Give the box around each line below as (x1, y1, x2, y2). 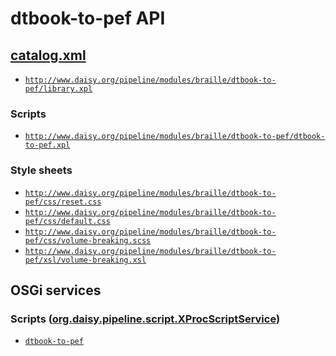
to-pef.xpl (24, 140, 71, 151)
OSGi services (10, 282, 102, 299)
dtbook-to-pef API (10, 7, 166, 30)
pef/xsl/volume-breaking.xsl (24, 255, 147, 265)
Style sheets (10, 163, 73, 177)
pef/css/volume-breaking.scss (24, 235, 152, 246)
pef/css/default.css (24, 216, 111, 226)
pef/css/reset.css (24, 197, 102, 207)
